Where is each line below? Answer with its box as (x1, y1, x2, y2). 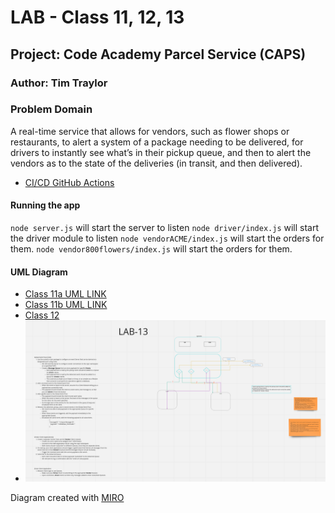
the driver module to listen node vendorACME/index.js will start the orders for (10, 232, 325, 244)
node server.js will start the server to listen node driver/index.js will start (10, 222, 320, 233)
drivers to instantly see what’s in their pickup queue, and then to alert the (10, 146, 312, 158)
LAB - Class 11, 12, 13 (10, 6, 185, 29)
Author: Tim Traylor (10, 76, 108, 90)
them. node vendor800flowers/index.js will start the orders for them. (10, 243, 293, 255)
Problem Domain (10, 102, 93, 116)
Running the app (10, 199, 81, 211)
